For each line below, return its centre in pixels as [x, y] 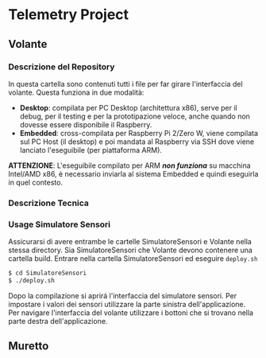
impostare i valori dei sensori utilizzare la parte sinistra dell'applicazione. [127, 304]
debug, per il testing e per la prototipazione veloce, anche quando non [135, 116]
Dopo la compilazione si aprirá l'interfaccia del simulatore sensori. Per [123, 295]
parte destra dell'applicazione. [58, 321]
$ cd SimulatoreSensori [48, 273]
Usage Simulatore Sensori [60, 224]
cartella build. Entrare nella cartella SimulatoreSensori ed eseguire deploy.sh [133, 259]
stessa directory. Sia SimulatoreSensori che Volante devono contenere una [130, 250]
